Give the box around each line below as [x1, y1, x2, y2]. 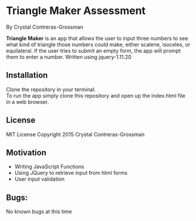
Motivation [6, 147, 47, 157]
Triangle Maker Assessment [6, 4, 146, 18]
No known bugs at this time [6, 208, 72, 215]
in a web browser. [6, 98, 49, 105]
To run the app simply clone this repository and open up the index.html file [6, 92, 185, 99]
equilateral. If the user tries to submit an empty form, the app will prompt [6, 47, 181, 54]
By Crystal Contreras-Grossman [6, 23, 84, 30]
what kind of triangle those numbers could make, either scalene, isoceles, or [6, 41, 191, 48]
